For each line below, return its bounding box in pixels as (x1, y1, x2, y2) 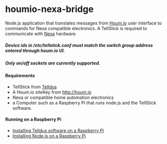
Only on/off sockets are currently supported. (5, 60, 101, 66)
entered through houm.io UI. (5, 47, 65, 53)
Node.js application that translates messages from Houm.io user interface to (5, 20, 162, 26)
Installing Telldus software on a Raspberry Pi (12, 127, 104, 133)
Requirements (5, 72, 35, 78)
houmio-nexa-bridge (5, 3, 94, 15)
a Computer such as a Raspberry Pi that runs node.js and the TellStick (12, 99, 157, 105)
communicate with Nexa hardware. (5, 30, 77, 36)
